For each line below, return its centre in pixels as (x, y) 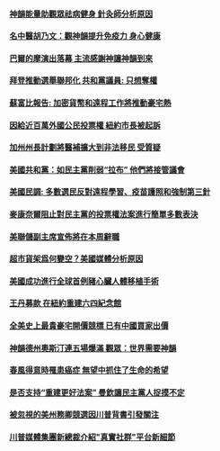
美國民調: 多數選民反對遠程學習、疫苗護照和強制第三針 (110, 192)
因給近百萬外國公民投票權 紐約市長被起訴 (85, 125)
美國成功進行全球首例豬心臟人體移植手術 (84, 281)
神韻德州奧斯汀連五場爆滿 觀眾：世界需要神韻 (93, 347)
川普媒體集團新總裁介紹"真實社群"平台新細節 (92, 437)
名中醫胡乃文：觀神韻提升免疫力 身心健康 (85, 36)
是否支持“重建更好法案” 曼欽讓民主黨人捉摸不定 (97, 392)
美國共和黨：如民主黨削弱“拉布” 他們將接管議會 (97, 169)
